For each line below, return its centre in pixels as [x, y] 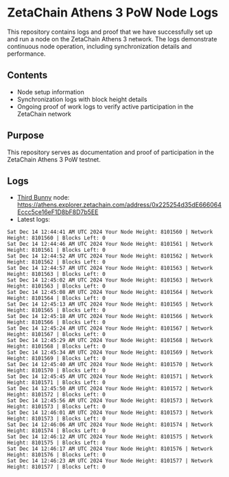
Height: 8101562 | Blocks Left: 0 [57, 262]
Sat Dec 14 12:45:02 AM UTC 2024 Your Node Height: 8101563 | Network [110, 280]
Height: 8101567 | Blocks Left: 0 [57, 335]
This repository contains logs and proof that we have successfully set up [110, 32]
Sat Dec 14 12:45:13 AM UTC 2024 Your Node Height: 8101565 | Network [110, 304]
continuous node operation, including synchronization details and [99, 46]
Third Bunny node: [43, 198]
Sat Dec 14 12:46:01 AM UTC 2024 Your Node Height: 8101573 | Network [110, 413]
